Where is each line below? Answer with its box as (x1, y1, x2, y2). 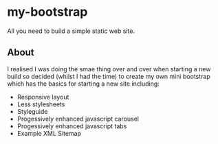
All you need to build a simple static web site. (7, 27, 135, 35)
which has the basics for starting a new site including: (7, 80, 160, 88)
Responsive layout (17, 93, 69, 101)
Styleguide (17, 107, 48, 115)
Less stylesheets (17, 100, 65, 108)
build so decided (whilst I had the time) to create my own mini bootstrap (7, 72, 211, 80)
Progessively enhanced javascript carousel (17, 115, 140, 123)
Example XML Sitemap (17, 129, 81, 137)
